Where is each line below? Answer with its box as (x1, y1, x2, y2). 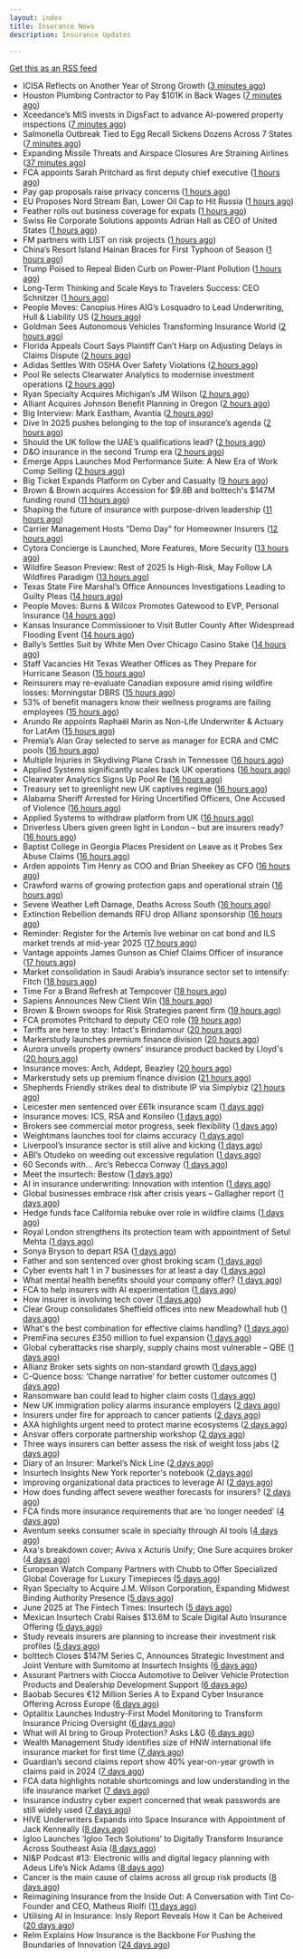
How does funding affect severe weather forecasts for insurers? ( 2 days (22, 1487, 291, 1498)
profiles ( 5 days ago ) (22, 1641, 100, 1652)
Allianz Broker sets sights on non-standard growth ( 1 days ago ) (22, 1362, 258, 1372)
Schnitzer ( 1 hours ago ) (22, 292, 110, 304)
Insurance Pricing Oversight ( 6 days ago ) (22, 1718, 176, 1729)
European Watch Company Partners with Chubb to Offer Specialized (22, 1564, 278, 1575)
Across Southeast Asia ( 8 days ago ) (22, 1843, 156, 1854)
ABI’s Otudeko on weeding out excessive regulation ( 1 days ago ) (22, 1149, 262, 1160)
